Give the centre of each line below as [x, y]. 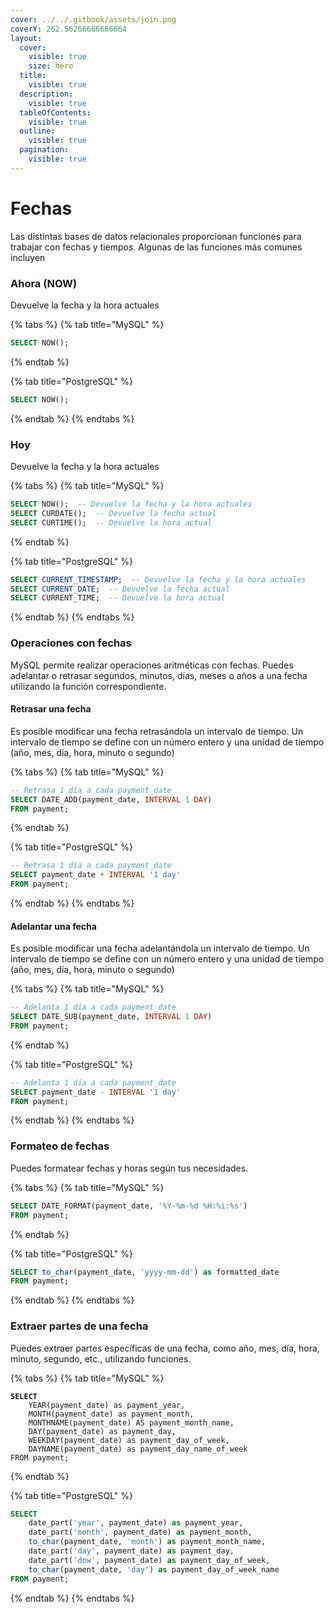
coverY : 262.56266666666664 [69, 29]
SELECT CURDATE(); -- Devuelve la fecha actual [113, 513]
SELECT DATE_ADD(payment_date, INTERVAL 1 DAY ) [111, 799]
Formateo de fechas [60, 1146]
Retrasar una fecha [51, 709]
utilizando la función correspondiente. [88, 686]
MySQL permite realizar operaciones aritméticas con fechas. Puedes [152, 665]
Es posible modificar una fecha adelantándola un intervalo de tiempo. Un [160, 948]
